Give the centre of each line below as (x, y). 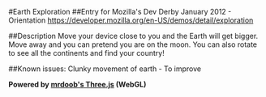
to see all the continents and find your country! (86, 53)
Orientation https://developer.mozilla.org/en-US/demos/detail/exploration (131, 20)
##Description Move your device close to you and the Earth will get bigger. (133, 36)
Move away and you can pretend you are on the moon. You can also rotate (133, 44)
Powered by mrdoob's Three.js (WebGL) (77, 84)
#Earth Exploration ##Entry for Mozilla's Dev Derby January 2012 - (120, 12)
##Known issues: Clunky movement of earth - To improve (105, 69)
